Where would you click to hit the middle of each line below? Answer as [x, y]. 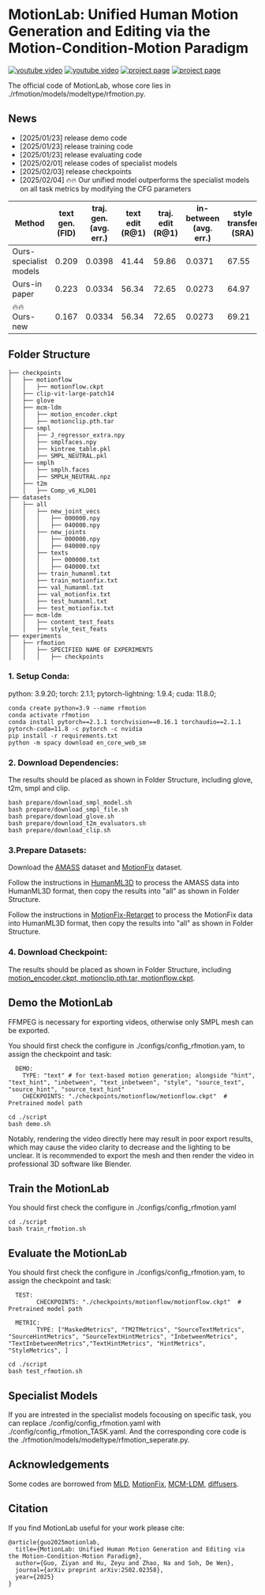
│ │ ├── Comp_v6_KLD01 [52, 491]
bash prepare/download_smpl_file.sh [68, 810]
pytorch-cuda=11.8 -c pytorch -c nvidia [76, 729]
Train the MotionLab [59, 1188]
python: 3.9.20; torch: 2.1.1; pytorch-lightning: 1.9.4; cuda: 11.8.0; [112, 693]
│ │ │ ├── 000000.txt [54, 559]
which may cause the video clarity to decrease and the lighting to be [119, 1147]
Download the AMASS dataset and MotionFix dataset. [95, 867]
